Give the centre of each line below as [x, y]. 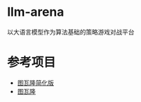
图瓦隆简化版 [35, 83]
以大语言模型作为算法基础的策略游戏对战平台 [71, 32]
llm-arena [36, 12]
